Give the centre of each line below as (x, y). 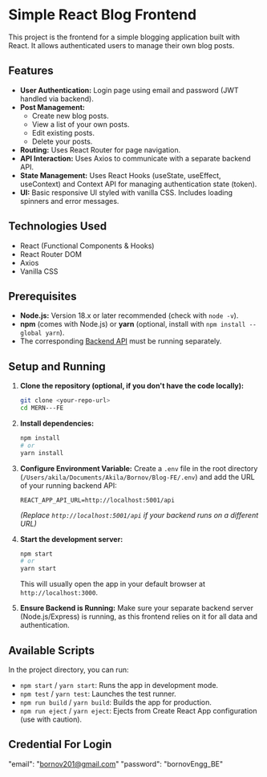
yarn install (42, 453)
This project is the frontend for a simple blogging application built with (124, 37)
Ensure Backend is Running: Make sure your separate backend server (137, 608)
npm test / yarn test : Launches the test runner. (98, 694)
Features (31, 71)
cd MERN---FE (42, 408)
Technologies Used (57, 226)
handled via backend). (57, 99)
